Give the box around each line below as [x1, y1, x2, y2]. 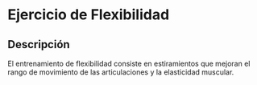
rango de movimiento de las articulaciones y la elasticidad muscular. [7, 67, 234, 77]
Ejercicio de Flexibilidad [7, 6, 170, 24]
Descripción [7, 38, 70, 51]
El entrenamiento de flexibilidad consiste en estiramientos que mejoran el [7, 59, 251, 68]
